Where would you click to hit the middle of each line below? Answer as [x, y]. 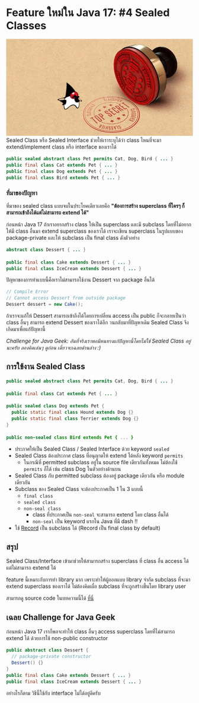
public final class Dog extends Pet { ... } [62, 171]
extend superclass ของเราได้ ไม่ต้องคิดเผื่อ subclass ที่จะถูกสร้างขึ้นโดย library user [96, 586]
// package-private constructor [52, 657]
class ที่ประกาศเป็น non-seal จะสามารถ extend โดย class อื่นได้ [100, 514]
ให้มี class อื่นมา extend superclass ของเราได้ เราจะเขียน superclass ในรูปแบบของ [95, 231]
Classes [26, 26]
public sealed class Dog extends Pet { [55, 406]
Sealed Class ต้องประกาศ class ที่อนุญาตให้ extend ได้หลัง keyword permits [99, 455]
